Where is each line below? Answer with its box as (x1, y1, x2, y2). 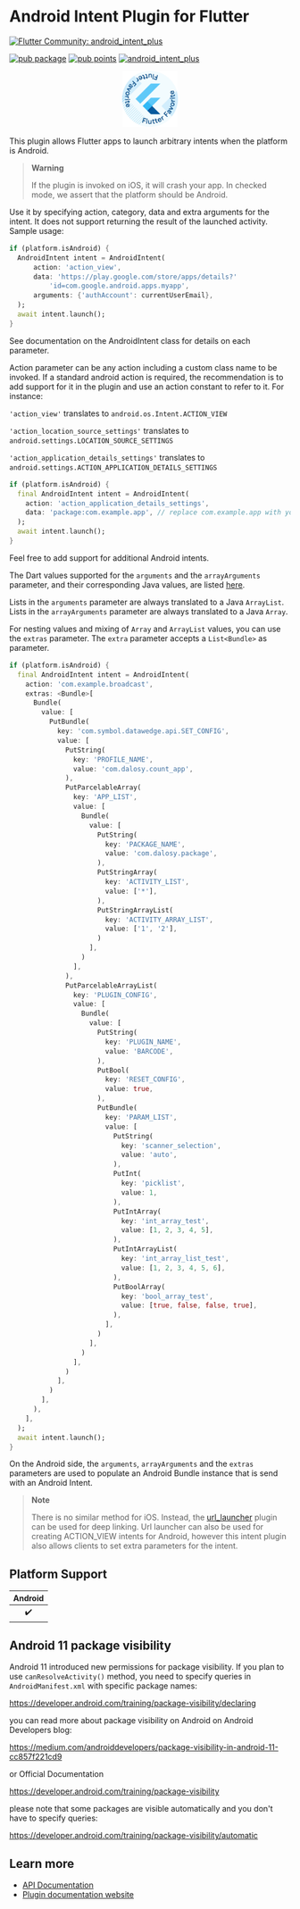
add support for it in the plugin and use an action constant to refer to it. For (9, 381, 284, 392)
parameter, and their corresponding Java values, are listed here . (9, 579, 246, 590)
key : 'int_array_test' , (121, 1216, 210, 1225)
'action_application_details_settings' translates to (9, 452, 205, 463)
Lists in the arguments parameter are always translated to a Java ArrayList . (9, 596, 284, 607)
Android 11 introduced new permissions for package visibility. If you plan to (9, 1662, 284, 1672)
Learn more (9, 1855, 75, 1871)
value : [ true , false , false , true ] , (121, 1301, 257, 1310)
